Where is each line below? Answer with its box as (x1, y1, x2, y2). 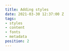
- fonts (5, 30, 21, 34)
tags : (5, 16, 16, 21)
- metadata (5, 34, 27, 39)
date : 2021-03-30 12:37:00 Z (5, 12, 64, 17)
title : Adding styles (5, 7, 49, 12)
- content (5, 25, 25, 30)
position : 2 (5, 39, 29, 44)
